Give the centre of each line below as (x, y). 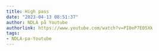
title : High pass (28, 11)
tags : (13, 33)
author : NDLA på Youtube (37, 22)
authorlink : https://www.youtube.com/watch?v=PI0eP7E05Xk (79, 28)
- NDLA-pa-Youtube (29, 39)
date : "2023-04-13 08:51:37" (42, 17)
